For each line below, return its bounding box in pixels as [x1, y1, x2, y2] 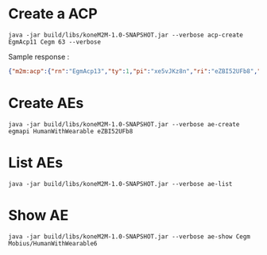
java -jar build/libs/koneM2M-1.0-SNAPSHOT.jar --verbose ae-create [8, 120, 240, 128]
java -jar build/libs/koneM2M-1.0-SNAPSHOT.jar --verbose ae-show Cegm [8, 232, 250, 241]
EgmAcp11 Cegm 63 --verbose [8, 37, 102, 46]
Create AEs [8, 95, 84, 112]
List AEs [8, 153, 64, 172]
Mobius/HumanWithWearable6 [8, 239, 98, 247]
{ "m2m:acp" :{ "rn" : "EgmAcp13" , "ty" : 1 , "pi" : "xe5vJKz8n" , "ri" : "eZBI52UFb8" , [8, 67, 258, 75]
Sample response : [8, 52, 70, 61]
